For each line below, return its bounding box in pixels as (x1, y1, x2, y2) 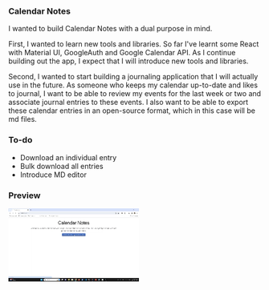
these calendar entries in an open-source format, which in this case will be (8, 106, 255, 115)
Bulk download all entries (19, 161, 104, 171)
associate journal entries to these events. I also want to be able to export (8, 98, 249, 107)
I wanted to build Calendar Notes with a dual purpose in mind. (8, 24, 213, 34)
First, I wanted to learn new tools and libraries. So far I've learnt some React (8, 39, 259, 49)
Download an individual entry (19, 152, 117, 162)
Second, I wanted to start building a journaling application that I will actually (8, 72, 259, 82)
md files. (8, 115, 38, 124)
